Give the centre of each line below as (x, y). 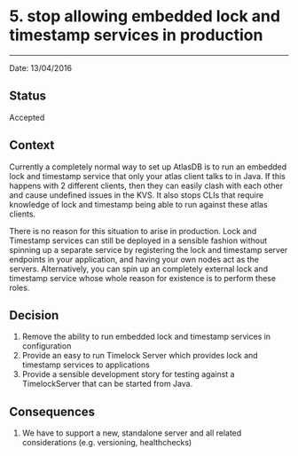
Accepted (27, 117)
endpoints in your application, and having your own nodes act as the (134, 259)
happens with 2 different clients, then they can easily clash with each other (146, 185)
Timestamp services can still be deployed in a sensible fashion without (138, 240)
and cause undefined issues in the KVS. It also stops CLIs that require (137, 195)
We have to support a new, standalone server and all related (132, 433)
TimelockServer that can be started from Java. (107, 384)
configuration (47, 346)
